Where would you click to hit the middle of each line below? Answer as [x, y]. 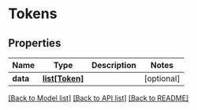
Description [114, 65]
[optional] [162, 78]
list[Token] [63, 78]
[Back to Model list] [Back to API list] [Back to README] [98, 98]
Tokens [33, 14]
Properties [35, 43]
